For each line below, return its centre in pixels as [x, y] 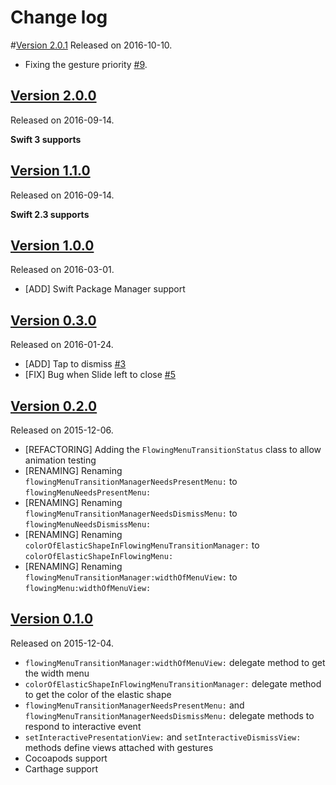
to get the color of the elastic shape [98, 694]
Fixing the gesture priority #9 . [86, 64]
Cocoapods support [66, 758]
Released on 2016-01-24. [62, 345]
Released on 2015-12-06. [62, 430]
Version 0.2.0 [54, 406]
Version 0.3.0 [53, 320]
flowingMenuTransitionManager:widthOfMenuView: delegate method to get [175, 662]
